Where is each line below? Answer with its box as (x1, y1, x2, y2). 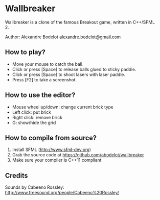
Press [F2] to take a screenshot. (12, 76, 77, 82)
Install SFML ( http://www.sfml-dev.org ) (12, 147, 91, 152)
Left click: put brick (12, 109, 51, 115)
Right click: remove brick (12, 114, 63, 120)
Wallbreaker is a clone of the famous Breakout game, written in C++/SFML (5, 19, 155, 25)
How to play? (5, 48, 46, 56)
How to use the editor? (5, 91, 76, 100)
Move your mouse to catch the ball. (12, 61, 84, 67)
